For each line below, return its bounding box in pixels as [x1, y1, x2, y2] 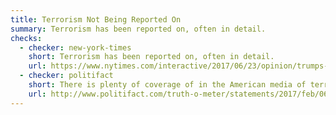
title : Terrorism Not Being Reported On [10, 14, 182, 25]
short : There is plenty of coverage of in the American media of [28, 80, 307, 90]
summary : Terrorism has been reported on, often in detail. [10, 24, 267, 34]
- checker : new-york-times [19, 42, 132, 53]
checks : [10, 33, 43, 43]
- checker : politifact [19, 71, 114, 81]
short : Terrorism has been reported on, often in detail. [28, 52, 275, 62]
